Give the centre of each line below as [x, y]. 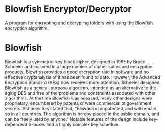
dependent [16, 124]
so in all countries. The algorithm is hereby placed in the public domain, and [82, 114]
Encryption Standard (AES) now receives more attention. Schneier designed [82, 82]
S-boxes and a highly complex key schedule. [74, 124]
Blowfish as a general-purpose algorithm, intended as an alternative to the [81, 88]
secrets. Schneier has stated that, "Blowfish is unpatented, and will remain [81, 108]
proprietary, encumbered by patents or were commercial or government [78, 103]
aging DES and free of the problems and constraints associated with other [80, 93]
